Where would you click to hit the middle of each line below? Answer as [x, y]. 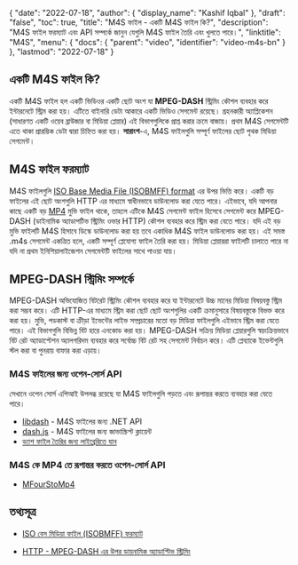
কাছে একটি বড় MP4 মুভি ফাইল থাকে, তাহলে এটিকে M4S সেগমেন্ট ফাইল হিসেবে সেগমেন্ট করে [133, 211]
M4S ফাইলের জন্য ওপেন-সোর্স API [66, 374]
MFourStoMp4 [48, 484]
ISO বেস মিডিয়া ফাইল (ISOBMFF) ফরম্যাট [82, 533]
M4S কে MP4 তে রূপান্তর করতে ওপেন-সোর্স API [87, 465]
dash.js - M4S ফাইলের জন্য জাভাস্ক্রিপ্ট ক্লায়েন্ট [87, 431]
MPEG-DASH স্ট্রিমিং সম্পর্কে [72, 279]
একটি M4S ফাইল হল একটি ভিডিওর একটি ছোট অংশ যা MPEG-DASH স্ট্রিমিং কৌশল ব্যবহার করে [139, 100]
